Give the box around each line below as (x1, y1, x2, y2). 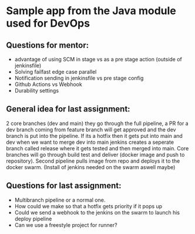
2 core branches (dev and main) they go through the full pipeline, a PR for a (6, 120, 189, 127)
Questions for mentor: (6, 40, 89, 50)
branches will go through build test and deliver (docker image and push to (6, 151, 185, 158)
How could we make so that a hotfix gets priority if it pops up (14, 202, 163, 210)
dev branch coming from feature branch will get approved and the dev (6, 126, 176, 133)
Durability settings (14, 87, 59, 94)
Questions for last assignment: (6, 181, 122, 191)
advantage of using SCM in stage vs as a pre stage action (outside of (14, 56, 182, 62)
